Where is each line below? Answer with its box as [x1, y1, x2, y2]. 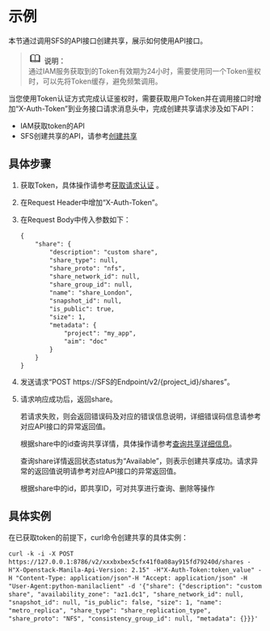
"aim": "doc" [63, 337, 108, 346]
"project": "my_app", [63, 329, 137, 337]
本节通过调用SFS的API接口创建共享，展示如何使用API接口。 [8, 36, 208, 45]
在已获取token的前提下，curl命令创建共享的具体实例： [8, 532, 188, 542]
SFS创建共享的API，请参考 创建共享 [19, 131, 137, 140]
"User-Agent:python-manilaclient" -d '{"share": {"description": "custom [8, 582, 263, 590]
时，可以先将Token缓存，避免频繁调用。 [27, 76, 162, 86]
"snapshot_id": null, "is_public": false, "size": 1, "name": [8, 598, 222, 607]
